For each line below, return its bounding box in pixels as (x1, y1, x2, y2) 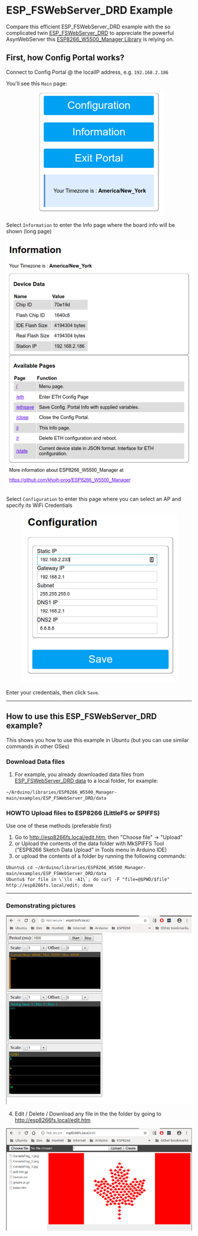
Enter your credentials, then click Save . (6, 689, 100, 696)
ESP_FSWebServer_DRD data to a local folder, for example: (14, 777, 159, 784)
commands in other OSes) (6, 743, 70, 750)
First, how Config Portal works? (6, 53, 125, 63)
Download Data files (6, 757, 65, 766)
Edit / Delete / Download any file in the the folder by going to (14, 1110, 162, 1117)
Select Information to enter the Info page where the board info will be (6, 221, 175, 228)
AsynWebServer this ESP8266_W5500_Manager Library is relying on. (6, 35, 174, 43)
